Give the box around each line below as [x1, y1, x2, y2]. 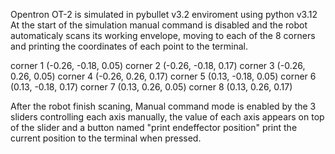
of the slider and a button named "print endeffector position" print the [10, 122, 298, 133]
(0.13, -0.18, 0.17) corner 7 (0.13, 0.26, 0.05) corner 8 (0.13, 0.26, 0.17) [10, 81, 293, 93]
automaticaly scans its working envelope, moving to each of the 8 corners [10, 30, 316, 41]
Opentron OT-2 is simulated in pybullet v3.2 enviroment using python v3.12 [10, 9, 318, 20]
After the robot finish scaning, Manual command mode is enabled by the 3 [10, 100, 317, 112]
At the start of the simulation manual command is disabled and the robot [10, 19, 308, 31]
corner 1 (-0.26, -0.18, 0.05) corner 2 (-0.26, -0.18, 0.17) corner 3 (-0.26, [10, 60, 306, 71]
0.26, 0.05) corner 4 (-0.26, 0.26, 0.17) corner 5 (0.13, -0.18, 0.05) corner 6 [10, 70, 317, 82]
